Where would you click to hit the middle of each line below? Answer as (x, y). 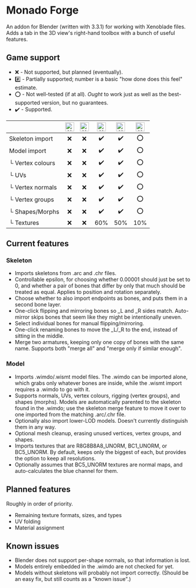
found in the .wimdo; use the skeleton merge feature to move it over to (100, 408)
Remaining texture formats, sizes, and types (68, 515)
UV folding (28, 521)
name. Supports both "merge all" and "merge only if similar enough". (98, 348)
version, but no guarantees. (75, 102)
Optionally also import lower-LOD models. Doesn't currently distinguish (101, 420)
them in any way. (35, 427)
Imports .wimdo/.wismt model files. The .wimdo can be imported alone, (101, 377)
